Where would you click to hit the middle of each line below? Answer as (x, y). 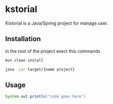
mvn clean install (24, 60)
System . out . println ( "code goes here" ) (45, 96)
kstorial (21, 9)
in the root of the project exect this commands (53, 51)
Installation (23, 39)
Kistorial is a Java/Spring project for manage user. (57, 23)
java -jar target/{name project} (40, 69)
